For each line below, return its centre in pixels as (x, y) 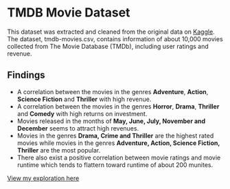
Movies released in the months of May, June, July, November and (111, 121)
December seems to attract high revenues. (78, 128)
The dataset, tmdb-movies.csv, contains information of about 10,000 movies (115, 38)
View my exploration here (43, 178)
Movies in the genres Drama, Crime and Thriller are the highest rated (115, 135)
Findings (26, 75)
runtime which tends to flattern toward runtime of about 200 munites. (115, 165)
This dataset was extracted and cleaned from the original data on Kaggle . (111, 32)
